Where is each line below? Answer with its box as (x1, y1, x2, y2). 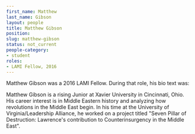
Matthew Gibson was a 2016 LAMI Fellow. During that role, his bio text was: (6, 80, 190, 87)
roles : (6, 58, 23, 64)
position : (6, 31, 31, 37)
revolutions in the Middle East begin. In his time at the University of (6, 104, 170, 111)
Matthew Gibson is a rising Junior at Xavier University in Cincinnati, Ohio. (6, 91, 185, 98)
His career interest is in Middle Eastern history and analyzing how (6, 97, 166, 104)
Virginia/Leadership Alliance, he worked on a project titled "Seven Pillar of (6, 110, 187, 117)
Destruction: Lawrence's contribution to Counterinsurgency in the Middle (6, 116, 185, 123)
